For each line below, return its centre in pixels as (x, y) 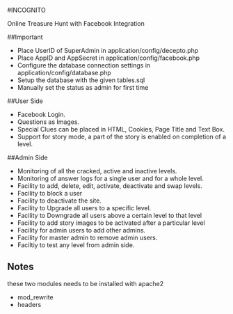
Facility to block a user (50, 193)
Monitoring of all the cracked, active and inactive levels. (97, 171)
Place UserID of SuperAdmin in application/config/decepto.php (108, 50)
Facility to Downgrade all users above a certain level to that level (110, 215)
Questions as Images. (48, 122)
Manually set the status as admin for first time (83, 87)
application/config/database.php (64, 73)
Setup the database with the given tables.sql (81, 80)
